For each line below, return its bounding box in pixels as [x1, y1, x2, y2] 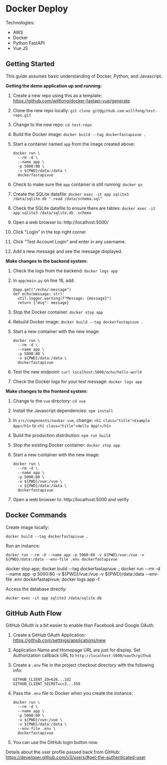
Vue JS [12, 45, 28, 51]
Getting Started [5, 60, 55, 68]
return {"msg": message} [17, 300, 69, 305]
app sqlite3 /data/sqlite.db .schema [12, 210, 92, 215]
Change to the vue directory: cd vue [12, 398, 86, 404]
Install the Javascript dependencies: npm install [12, 408, 114, 414]
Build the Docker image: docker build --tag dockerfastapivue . [12, 131, 146, 137]
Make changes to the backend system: [5, 258, 88, 264]
